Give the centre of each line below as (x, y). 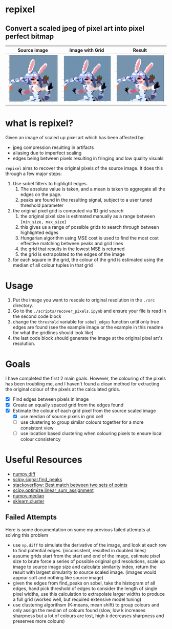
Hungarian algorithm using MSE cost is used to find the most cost (90, 238)
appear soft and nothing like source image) (58, 577)
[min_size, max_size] (43, 222)
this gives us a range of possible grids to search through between (90, 227)
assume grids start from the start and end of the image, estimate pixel (86, 556)
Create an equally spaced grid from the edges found (68, 405)
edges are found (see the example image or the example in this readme (88, 327)
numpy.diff (24, 474)
